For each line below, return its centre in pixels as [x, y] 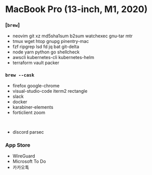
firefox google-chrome [36, 85]
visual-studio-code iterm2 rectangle [50, 91]
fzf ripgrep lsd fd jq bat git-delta [46, 47]
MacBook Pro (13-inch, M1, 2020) [76, 9]
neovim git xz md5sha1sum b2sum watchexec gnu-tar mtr [72, 36]
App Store [18, 145]
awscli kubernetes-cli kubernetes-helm [53, 57]
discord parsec [28, 132]
